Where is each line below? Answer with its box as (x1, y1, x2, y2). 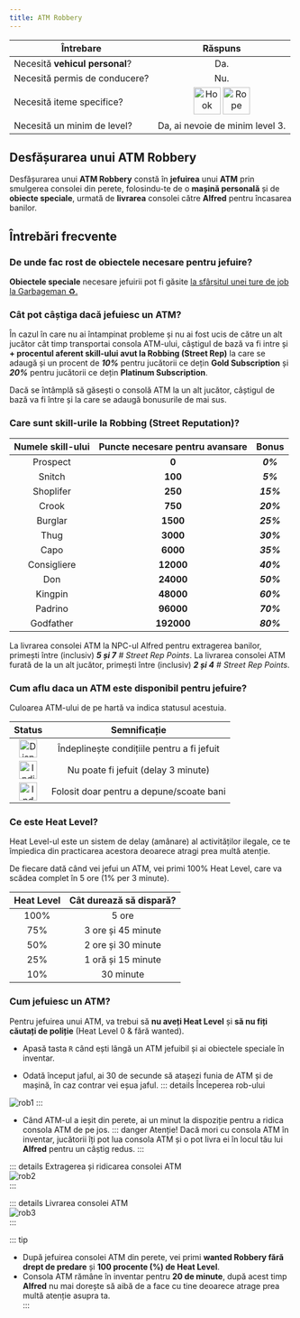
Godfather (30, 617, 74, 629)
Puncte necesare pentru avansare (98, 440, 248, 452)
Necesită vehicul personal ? (14, 57, 132, 70)
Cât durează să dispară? (68, 895, 177, 907)
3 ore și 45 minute (84, 924, 162, 937)
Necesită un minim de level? (14, 119, 132, 132)
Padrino (35, 602, 69, 615)
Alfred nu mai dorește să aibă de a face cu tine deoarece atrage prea (22, 1280, 280, 1291)
